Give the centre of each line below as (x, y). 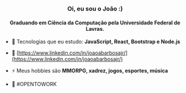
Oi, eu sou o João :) (95, 9)
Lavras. (95, 28)
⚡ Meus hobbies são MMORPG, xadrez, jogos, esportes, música (90, 71)
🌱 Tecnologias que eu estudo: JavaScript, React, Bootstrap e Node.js (96, 42)
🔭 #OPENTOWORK (34, 84)
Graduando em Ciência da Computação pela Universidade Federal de (95, 23)
